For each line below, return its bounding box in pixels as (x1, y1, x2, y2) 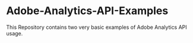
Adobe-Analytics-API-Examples (6, 4, 169, 18)
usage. (6, 29, 23, 37)
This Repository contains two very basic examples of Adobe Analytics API (6, 24, 187, 31)
